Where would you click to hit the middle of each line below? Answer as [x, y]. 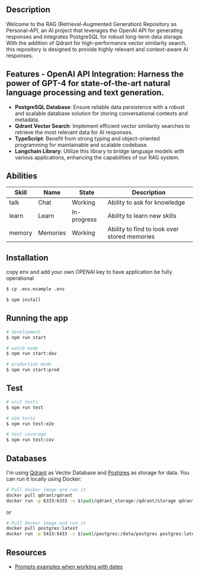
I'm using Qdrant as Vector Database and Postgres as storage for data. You [98, 472]
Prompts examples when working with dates [69, 567]
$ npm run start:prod [33, 370]
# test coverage [26, 434]
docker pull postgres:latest [42, 529]
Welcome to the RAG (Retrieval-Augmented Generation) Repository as [92, 24]
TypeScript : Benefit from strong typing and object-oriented [87, 138]
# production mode [29, 364]
